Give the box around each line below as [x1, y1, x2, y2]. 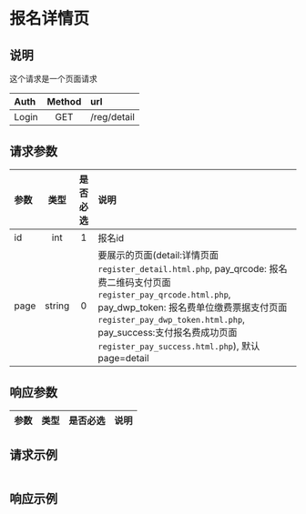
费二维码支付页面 [97, 276, 171, 288]
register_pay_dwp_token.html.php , [97, 313, 246, 326]
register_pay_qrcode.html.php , [97, 287, 231, 300]
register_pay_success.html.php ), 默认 [97, 339, 260, 352]
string [45, 299, 70, 312]
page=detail [97, 351, 149, 364]
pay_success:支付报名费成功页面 [97, 326, 238, 338]
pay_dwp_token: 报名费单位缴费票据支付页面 [97, 301, 288, 314]
